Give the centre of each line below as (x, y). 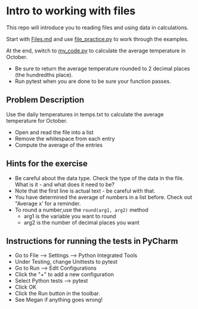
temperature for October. (37, 120)
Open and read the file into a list (54, 132)
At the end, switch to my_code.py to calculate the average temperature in (96, 50)
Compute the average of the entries (59, 145)
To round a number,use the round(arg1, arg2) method (81, 209)
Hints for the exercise (47, 164)
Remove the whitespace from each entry (65, 138)
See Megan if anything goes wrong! (59, 300)
